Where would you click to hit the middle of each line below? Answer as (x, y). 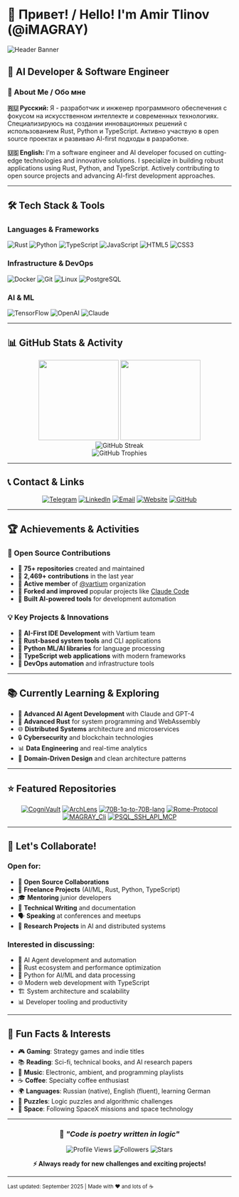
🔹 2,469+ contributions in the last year (75, 576)
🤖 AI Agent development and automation (77, 960)
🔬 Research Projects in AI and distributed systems (91, 926)
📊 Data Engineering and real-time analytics (82, 748)
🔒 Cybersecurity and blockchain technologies (85, 738)
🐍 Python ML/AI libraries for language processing (91, 648)
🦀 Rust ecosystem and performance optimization (89, 968)
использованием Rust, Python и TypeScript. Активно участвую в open (113, 131)
